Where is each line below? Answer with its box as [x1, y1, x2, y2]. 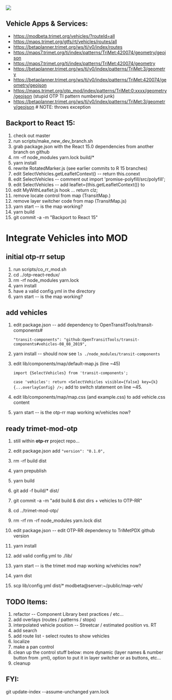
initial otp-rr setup [6, 252, 66, 261]
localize [13, 638, 30, 645]
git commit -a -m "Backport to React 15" [13, 214, 98, 220]
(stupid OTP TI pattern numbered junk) [33, 93, 115, 99]
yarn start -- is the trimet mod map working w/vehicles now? [13, 562, 141, 569]
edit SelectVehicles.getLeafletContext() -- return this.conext [13, 170, 140, 177]
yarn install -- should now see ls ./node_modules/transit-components [13, 351, 160, 357]
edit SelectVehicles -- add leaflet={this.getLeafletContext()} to [13, 181, 145, 187]
